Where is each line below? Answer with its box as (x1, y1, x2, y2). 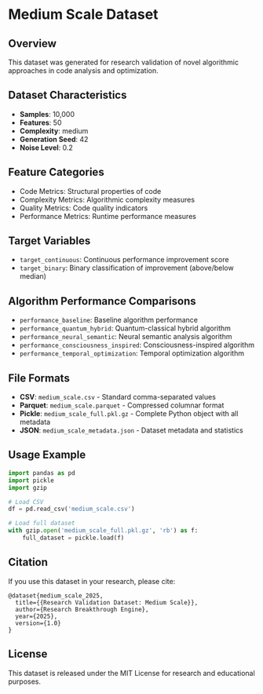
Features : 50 (19, 118, 62, 127)
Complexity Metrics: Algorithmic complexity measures (19, 195, 195, 204)
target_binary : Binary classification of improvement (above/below (19, 263, 234, 272)
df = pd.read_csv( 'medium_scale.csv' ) (8, 505, 135, 513)
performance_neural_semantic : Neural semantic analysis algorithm (19, 332, 232, 342)
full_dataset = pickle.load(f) (22, 534, 125, 542)
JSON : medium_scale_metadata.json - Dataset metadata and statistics (19, 426, 243, 435)
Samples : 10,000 (19, 109, 75, 119)
